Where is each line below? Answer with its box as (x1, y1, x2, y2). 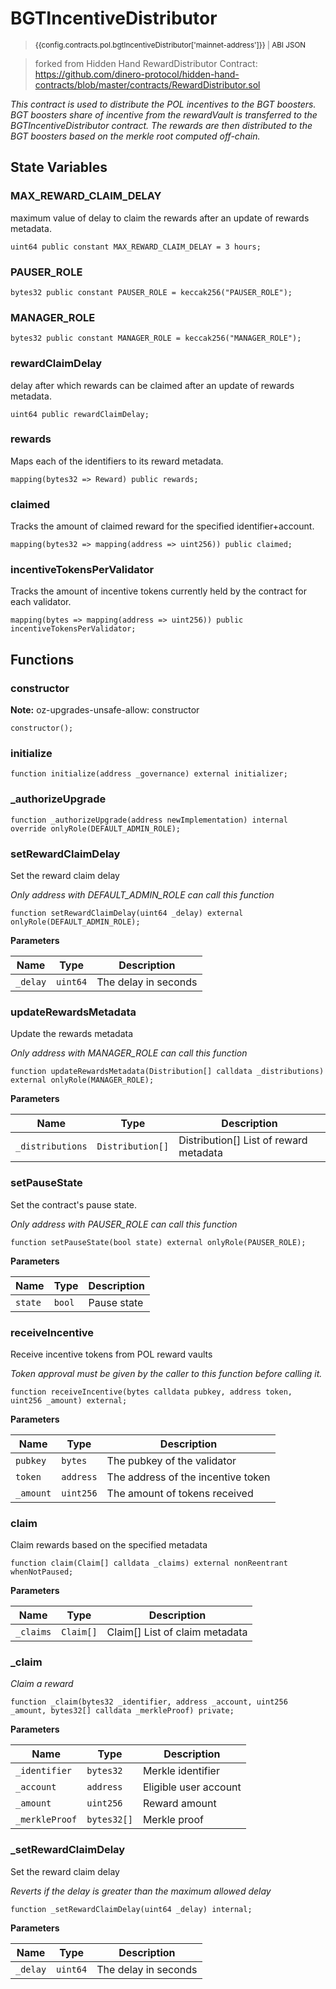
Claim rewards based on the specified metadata (10, 1539, 208, 1551)
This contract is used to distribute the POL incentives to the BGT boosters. (10, 98, 317, 110)
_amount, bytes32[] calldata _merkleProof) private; (10, 1706, 235, 1716)
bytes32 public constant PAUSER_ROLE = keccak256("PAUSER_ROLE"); (10, 287, 293, 297)
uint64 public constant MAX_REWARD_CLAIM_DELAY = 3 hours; (10, 242, 262, 252)
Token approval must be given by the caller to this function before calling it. (10, 1367, 323, 1379)
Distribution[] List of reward (178, 1133, 308, 1147)
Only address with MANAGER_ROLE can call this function (10, 1047, 248, 1059)
